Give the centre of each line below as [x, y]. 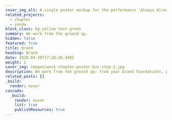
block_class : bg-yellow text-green [43, 29]
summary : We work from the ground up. [47, 34]
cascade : [15, 91]
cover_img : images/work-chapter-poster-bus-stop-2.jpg [65, 67]
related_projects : [25, 15]
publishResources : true [40, 110]
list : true [26, 105]
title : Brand [19, 48]
